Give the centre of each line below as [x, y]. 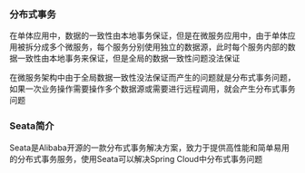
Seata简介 [32, 126]
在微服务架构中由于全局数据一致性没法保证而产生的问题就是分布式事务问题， [152, 78]
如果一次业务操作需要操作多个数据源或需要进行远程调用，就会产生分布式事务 [152, 89]
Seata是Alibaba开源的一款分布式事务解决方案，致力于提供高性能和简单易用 [150, 148]
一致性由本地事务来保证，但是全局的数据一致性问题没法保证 [128, 58]
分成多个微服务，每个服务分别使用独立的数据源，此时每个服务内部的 [160, 47]
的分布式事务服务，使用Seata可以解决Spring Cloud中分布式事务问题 [136, 159]
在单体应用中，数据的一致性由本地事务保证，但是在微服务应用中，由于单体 [148, 36]
